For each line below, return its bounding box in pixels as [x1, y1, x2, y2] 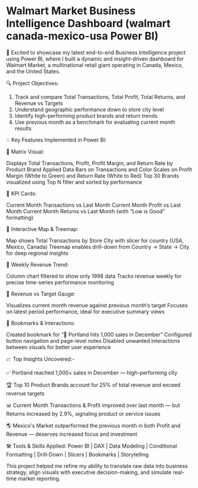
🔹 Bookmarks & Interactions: [6, 319, 76, 326]
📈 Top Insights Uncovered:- [6, 355, 75, 362]
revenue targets [6, 390, 45, 397]
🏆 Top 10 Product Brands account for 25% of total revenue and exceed [6, 381, 181, 389]
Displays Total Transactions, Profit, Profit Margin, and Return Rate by [6, 159, 173, 166]
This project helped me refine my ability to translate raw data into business [6, 462, 188, 469]
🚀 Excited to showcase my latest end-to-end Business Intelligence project [6, 49, 186, 56]
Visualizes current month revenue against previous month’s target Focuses [6, 301, 188, 309]
